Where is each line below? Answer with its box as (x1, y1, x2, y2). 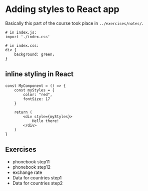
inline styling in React (5, 70, 74, 78)
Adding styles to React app (5, 4, 119, 15)
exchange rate (12, 169, 42, 175)
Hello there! (31, 118, 59, 124)
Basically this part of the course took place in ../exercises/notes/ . (5, 20, 143, 26)
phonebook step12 (12, 164, 51, 170)
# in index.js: (5, 30, 37, 35)
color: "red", (23, 92, 52, 97)
